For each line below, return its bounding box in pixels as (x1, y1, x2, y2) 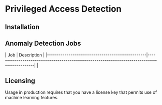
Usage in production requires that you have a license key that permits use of (5, 89, 157, 95)
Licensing (5, 76, 35, 85)
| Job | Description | (5, 52, 45, 58)
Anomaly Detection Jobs (5, 39, 81, 47)
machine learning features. (5, 95, 59, 101)
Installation (5, 23, 40, 31)
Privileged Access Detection (5, 3, 122, 15)
